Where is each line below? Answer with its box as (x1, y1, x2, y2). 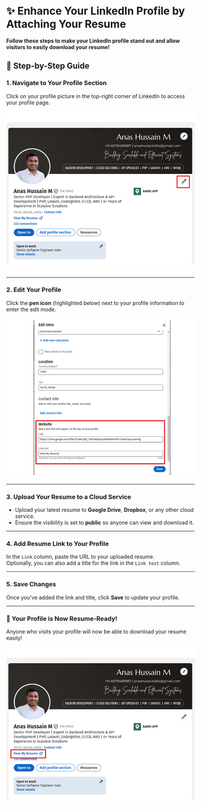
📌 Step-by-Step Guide (6, 61, 90, 71)
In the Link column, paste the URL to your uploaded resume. (6, 553, 155, 560)
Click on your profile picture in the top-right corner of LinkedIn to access (6, 92, 185, 100)
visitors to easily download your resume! (6, 43, 110, 50)
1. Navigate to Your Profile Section (6, 79, 107, 88)
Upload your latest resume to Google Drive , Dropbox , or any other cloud (14, 507, 194, 514)
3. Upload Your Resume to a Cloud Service (6, 493, 132, 501)
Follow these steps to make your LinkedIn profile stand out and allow (6, 37, 181, 44)
